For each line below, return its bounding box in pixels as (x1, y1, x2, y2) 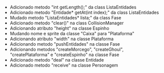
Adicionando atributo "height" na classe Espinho (9, 25, 109, 31)
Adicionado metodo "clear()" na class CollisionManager (9, 20, 124, 26)
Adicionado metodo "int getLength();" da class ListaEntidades (9, 4, 137, 10)
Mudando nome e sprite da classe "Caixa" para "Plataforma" (9, 31, 135, 36)
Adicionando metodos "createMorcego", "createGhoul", (9, 47, 124, 52)
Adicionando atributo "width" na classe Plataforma (9, 36, 114, 42)
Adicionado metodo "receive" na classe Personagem (9, 62, 118, 68)
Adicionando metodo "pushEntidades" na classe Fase (9, 41, 120, 47)
